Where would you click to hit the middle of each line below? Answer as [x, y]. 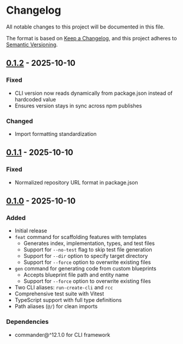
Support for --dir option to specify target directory [86, 256]
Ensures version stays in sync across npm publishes [78, 106]
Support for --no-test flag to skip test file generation [88, 250]
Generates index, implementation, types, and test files [89, 243]
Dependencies [27, 322]
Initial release [31, 231]
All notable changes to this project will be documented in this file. [86, 27]
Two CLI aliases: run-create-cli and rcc [64, 288]
